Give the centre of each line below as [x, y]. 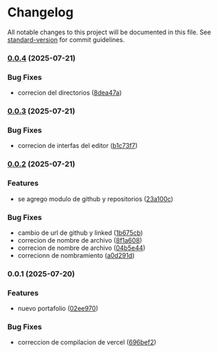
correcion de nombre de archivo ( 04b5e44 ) [81, 248]
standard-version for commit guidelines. [66, 39]
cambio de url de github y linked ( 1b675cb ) [80, 233]
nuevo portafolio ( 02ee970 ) [58, 309]
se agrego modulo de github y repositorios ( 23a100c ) [96, 199]
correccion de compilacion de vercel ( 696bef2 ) [87, 342]
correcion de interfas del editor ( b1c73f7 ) [78, 146]
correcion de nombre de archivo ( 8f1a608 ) [80, 240]
